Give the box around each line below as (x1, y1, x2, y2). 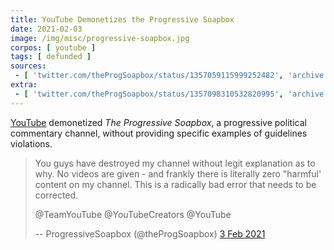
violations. (10, 137, 53, 150)
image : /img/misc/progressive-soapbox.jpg (10, 33, 190, 43)
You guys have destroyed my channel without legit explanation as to (34, 157, 316, 169)
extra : (10, 80, 38, 90)
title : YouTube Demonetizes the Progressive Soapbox (10, 14, 235, 25)
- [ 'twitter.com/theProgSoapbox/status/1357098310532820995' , (14, 89, 284, 99)
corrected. (34, 189, 79, 201)
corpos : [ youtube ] (10, 42, 97, 53)
